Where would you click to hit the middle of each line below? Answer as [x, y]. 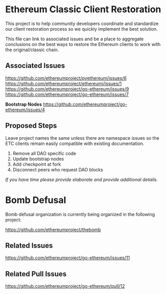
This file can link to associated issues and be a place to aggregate [75, 39]
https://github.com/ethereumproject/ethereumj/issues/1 [64, 83]
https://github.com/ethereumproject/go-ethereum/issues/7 [67, 94]
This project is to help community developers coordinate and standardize [82, 23]
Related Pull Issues [36, 274]
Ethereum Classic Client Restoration [83, 9]
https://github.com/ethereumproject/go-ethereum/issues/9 [67, 89]
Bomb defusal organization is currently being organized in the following [80, 214]
